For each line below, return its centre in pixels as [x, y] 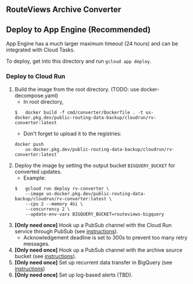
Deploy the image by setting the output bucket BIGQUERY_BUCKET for [95, 165]
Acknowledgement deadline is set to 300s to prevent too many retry [105, 237]
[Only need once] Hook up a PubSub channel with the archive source [98, 250]
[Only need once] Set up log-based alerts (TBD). [73, 275]
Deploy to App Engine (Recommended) [78, 30]
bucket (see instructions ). [45, 256]
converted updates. [38, 172]
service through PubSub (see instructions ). [66, 231]
